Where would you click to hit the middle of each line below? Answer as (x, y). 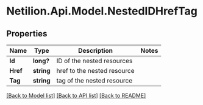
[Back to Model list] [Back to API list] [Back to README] (76, 96)
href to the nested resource (96, 71)
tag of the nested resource (94, 80)
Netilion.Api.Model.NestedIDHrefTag (102, 11)
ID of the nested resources (94, 61)
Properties (27, 34)
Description (95, 51)
